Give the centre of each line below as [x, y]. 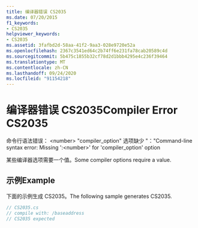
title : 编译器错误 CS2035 [36, 12]
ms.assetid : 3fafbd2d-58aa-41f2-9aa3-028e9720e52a [71, 46]
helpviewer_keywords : [33, 34]
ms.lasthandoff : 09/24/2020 [41, 73]
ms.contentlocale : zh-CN [37, 67]
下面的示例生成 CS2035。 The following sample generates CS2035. [89, 196]
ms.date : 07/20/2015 [32, 17]
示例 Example [31, 181]
